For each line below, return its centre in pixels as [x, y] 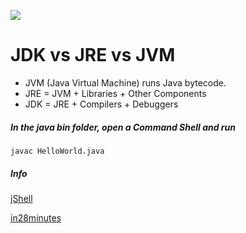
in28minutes [36, 217]
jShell [21, 198]
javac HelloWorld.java [57, 151]
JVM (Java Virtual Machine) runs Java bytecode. [125, 82]
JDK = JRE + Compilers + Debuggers [101, 104]
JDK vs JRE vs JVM [93, 55]
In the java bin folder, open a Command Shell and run [123, 127]
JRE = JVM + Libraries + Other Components [115, 93]
